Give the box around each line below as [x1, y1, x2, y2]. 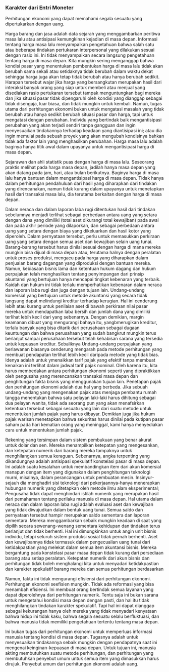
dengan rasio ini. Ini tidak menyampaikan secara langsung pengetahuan [5, 52, 155, 58]
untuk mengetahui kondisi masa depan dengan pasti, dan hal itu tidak [5, 597, 150, 604]
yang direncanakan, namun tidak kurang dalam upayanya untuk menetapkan [5, 186, 164, 192]
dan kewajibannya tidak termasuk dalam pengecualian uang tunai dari [5, 539, 150, 545]
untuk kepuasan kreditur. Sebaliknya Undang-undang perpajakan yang [5, 341, 152, 347]
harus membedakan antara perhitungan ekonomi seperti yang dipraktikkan [5, 368, 160, 374]
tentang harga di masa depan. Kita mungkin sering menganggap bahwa [5, 58, 154, 64]
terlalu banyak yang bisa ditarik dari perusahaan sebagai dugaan [5, 325, 140, 331]
